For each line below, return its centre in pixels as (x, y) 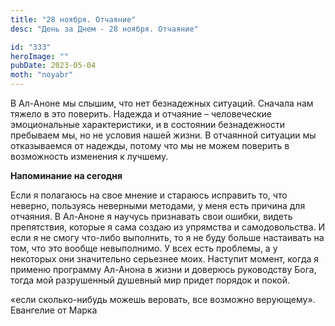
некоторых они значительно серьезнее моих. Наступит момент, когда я (165, 259)
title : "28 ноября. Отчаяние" (73, 19)
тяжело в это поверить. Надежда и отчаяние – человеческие (141, 114)
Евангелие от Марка (54, 310)
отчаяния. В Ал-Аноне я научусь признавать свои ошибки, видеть (151, 216)
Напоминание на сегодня (66, 175)
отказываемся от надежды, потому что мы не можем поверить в (150, 145)
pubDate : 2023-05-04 (53, 66)
